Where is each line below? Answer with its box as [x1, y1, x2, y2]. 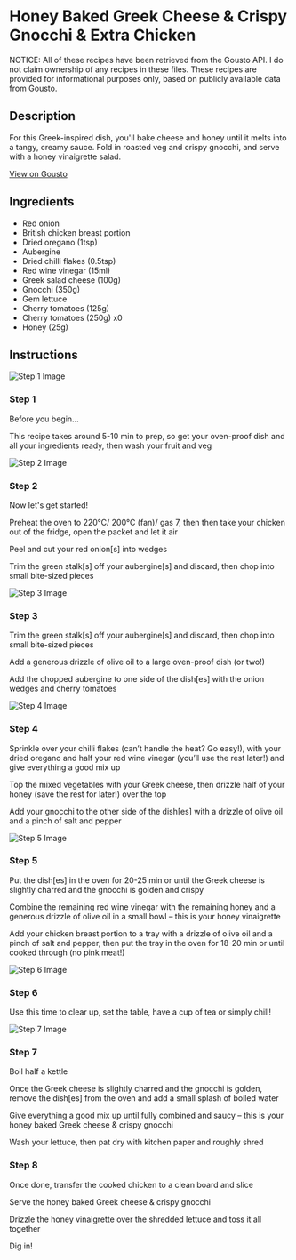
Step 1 [9, 393, 36, 405]
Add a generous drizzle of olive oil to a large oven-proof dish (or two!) [9, 656, 265, 668]
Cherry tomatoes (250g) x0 [21, 312, 123, 323]
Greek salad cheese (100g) [21, 274, 122, 285]
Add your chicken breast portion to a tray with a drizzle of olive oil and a [9, 927, 273, 939]
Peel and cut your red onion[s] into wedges [9, 543, 167, 554]
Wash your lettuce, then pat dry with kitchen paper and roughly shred [9, 1136, 264, 1148]
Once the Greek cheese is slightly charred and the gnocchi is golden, [9, 1083, 263, 1095]
